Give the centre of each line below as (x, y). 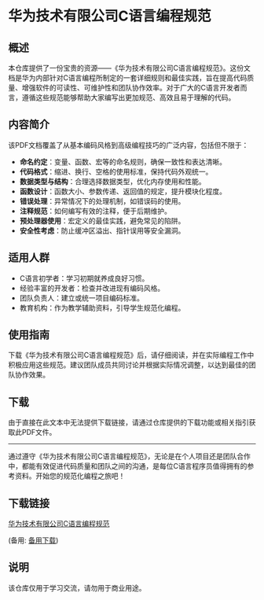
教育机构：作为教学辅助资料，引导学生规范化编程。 (102, 307)
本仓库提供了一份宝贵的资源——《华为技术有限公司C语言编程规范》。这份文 (130, 68)
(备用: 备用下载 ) (33, 540)
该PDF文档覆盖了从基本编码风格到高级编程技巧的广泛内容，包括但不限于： (128, 145)
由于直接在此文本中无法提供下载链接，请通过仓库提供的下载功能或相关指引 (128, 422)
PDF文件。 (39, 433)
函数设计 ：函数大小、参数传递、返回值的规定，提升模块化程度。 (123, 191)
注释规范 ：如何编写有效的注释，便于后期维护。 (95, 211)
